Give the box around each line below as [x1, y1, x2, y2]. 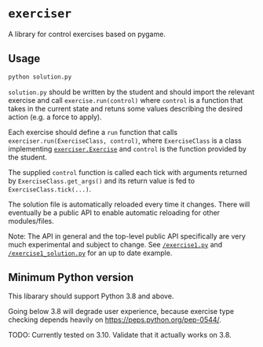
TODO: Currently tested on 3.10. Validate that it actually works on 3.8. [8, 331, 232, 340]
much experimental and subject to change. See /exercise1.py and [8, 239, 223, 249]
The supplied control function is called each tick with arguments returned [8, 167, 247, 177]
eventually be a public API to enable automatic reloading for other [8, 207, 221, 217]
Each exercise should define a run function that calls [8, 127, 178, 137]
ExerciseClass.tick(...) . [8, 184, 92, 194]
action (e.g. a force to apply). [8, 112, 102, 122]
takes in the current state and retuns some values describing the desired [8, 104, 243, 113]
